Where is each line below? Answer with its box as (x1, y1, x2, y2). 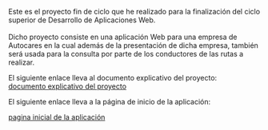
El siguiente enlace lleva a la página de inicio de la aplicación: (8, 97, 211, 106)
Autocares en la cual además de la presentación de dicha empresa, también (8, 41, 258, 50)
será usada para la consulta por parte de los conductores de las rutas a (8, 49, 244, 58)
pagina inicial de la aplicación (8, 112, 106, 122)
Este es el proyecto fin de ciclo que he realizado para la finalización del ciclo (8, 7, 261, 16)
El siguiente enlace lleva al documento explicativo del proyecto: (8, 73, 218, 82)
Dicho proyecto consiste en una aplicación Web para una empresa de (8, 32, 238, 41)
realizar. (8, 57, 35, 67)
